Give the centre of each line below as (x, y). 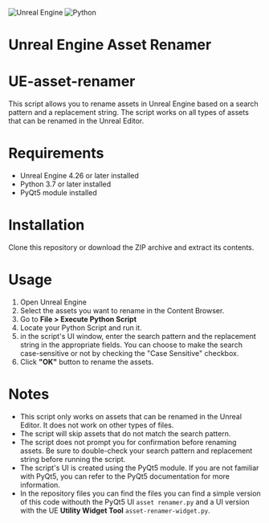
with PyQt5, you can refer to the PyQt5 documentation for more (125, 476)
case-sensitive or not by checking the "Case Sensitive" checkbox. (129, 353)
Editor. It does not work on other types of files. (97, 425)
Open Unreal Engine (53, 302)
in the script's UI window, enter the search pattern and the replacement (138, 336)
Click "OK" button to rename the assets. (87, 362)
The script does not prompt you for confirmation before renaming (128, 442)
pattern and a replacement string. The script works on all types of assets (128, 112)
